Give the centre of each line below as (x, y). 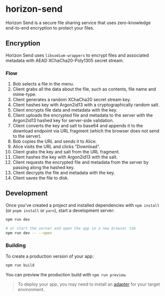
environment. (31, 289)
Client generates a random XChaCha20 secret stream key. (72, 100)
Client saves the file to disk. (41, 178)
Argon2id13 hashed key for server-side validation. (63, 120)
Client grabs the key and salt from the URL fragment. (66, 152)
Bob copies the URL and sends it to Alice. (55, 142)
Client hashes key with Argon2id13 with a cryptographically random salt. (86, 105)
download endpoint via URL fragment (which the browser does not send (86, 131)
